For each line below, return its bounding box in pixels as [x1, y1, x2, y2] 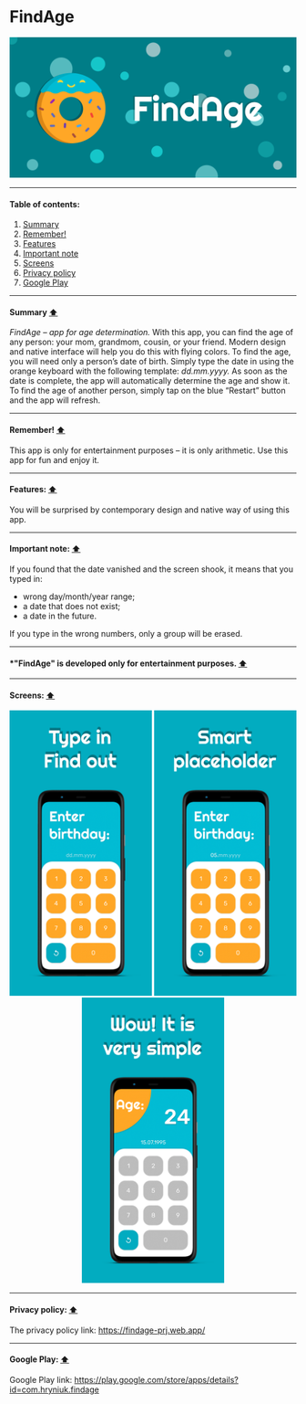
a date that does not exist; [22, 601, 121, 612]
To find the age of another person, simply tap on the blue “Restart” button [9, 385, 286, 396]
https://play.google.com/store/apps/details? [74, 1374, 239, 1385]
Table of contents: [9, 198, 80, 209]
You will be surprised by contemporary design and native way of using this [9, 504, 290, 515]
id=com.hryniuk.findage [9, 1384, 100, 1395]
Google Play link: [9, 1374, 73, 1385]
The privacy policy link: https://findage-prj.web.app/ [9, 1325, 206, 1335]
